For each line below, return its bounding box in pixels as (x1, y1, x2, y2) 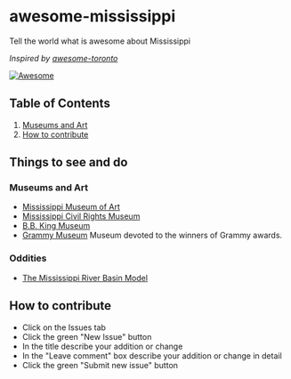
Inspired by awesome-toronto (9, 52, 118, 63)
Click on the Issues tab (21, 322, 107, 333)
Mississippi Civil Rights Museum (21, 211, 141, 222)
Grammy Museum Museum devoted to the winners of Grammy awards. (21, 230, 283, 241)
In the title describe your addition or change (21, 341, 183, 351)
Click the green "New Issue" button (21, 331, 152, 342)
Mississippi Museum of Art (21, 202, 120, 213)
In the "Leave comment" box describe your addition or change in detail (21, 350, 282, 361)
